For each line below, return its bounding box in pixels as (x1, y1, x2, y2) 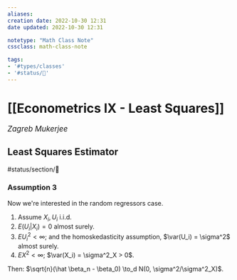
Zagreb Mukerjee (7, 124, 68, 134)
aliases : (7, 10, 33, 18)
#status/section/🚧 (7, 165, 60, 174)
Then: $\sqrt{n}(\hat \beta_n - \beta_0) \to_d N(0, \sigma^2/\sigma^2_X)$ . (7, 264, 224, 273)
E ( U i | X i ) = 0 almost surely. (17, 222, 95, 232)
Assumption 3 (7, 183, 57, 193)
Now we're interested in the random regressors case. (7, 199, 164, 207)
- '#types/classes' (7, 63, 65, 70)
